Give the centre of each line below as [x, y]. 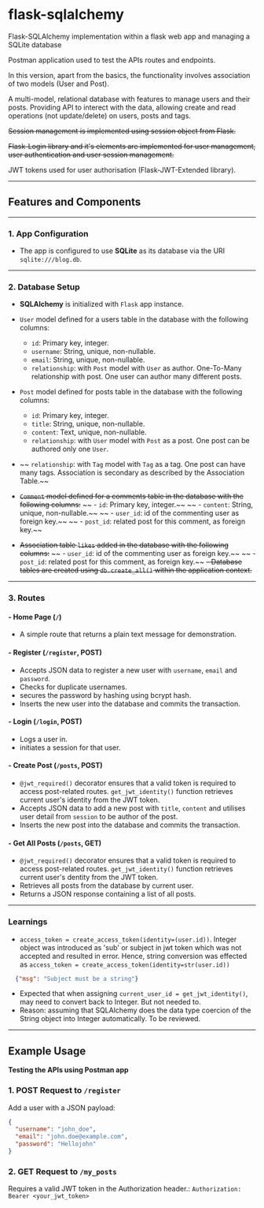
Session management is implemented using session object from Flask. [122, 131]
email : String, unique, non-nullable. [88, 360]
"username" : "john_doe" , [56, 1129]
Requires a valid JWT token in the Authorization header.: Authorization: [125, 1189]
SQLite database [35, 44]
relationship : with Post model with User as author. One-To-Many [136, 368]
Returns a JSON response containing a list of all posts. [108, 894]
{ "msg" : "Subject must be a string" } [77, 979]
